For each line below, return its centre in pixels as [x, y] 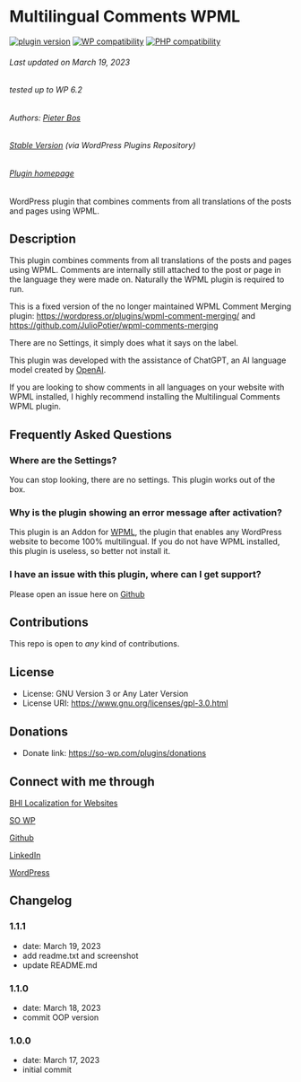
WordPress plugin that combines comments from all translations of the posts [150, 201]
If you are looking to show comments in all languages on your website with [147, 387]
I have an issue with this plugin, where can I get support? [135, 575]
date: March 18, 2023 [61, 1007]
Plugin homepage [42, 173]
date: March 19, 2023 [61, 946]
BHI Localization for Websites [64, 803]
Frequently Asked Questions [91, 434]
